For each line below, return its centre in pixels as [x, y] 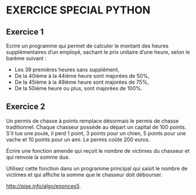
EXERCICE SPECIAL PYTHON [78, 10]
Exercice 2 [26, 107]
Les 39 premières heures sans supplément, [67, 70]
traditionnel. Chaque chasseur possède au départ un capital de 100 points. [96, 127]
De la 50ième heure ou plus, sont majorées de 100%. [78, 88]
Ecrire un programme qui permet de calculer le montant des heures [87, 46]
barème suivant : [26, 58]
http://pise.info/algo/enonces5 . [43, 186]
